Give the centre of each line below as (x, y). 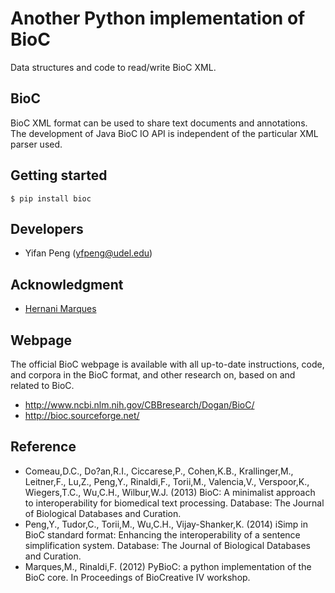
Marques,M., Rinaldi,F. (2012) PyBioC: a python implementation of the (168, 566)
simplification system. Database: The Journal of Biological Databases (167, 545)
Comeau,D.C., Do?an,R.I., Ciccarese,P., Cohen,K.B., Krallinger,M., (159, 471)
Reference (43, 447)
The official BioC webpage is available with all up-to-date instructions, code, (167, 364)
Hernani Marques (60, 309)
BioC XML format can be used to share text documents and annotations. (159, 123)
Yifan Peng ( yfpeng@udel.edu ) (88, 253)
